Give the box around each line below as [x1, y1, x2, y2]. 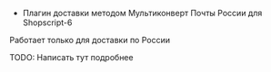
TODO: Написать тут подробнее [9, 52, 134, 62]
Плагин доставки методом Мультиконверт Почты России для [22, 8, 263, 18]
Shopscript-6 [22, 17, 73, 28]
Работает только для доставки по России [9, 35, 171, 45]
